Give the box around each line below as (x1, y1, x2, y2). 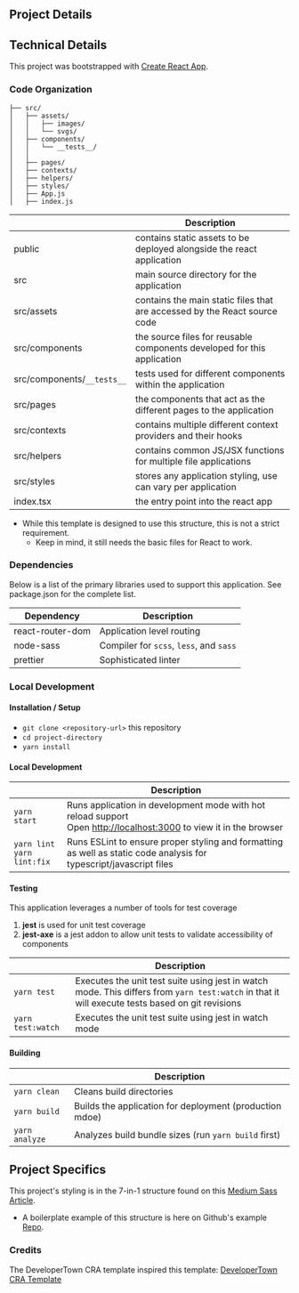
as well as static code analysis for (66, 847, 207, 860)
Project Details (9, 7, 93, 22)
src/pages (13, 398, 56, 410)
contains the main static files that (134, 294, 273, 306)
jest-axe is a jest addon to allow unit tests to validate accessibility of (21, 929, 273, 940)
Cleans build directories (74, 1085, 174, 1097)
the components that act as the (134, 392, 265, 405)
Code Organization (9, 84, 93, 96)
